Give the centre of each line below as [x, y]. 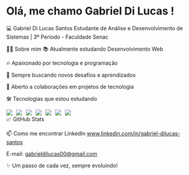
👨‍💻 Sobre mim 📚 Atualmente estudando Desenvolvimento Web [85, 49]
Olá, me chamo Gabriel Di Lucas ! [90, 11]
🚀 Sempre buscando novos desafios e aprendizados [71, 75]
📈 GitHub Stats [25, 119]
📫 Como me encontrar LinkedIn [46, 133]
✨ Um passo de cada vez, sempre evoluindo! [62, 165]
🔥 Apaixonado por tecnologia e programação [62, 63]
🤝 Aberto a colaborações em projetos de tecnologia [70, 86]
